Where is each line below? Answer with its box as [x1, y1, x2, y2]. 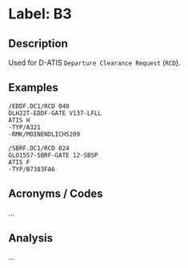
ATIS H [8, 116, 30, 124]
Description [8, 37, 68, 50]
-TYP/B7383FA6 [8, 165, 56, 173]
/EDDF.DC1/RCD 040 [8, 102, 70, 110]
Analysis [8, 231, 54, 245]
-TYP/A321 [8, 123, 42, 131]
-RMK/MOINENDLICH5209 [8, 130, 81, 138]
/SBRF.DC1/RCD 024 [8, 144, 70, 152]
